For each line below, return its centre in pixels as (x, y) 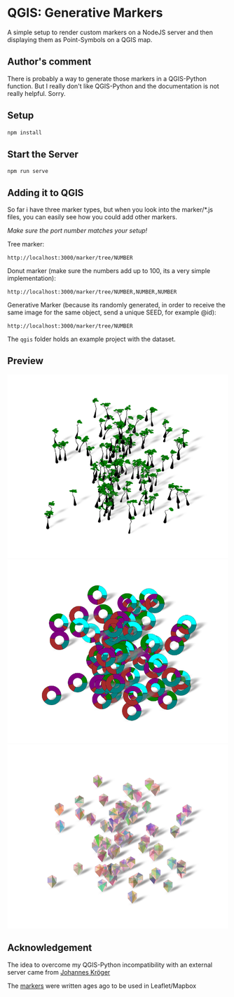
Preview (26, 361)
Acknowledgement (50, 948)
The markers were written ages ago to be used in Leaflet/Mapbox (102, 986)
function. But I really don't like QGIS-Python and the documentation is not (113, 86)
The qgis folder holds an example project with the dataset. (91, 339)
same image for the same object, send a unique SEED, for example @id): (112, 312)
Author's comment (49, 62)
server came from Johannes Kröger (59, 972)
